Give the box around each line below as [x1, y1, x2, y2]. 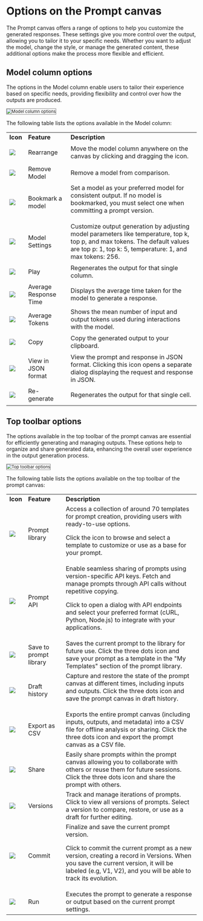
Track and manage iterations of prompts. [65, 790, 181, 798]
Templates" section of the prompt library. [65, 662, 182, 670]
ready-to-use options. [65, 520, 130, 528]
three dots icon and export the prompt [65, 732, 174, 741]
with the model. [70, 322, 115, 331]
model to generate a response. [70, 294, 158, 302]
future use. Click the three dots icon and [65, 647, 179, 655]
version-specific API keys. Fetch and [65, 572, 171, 580]
